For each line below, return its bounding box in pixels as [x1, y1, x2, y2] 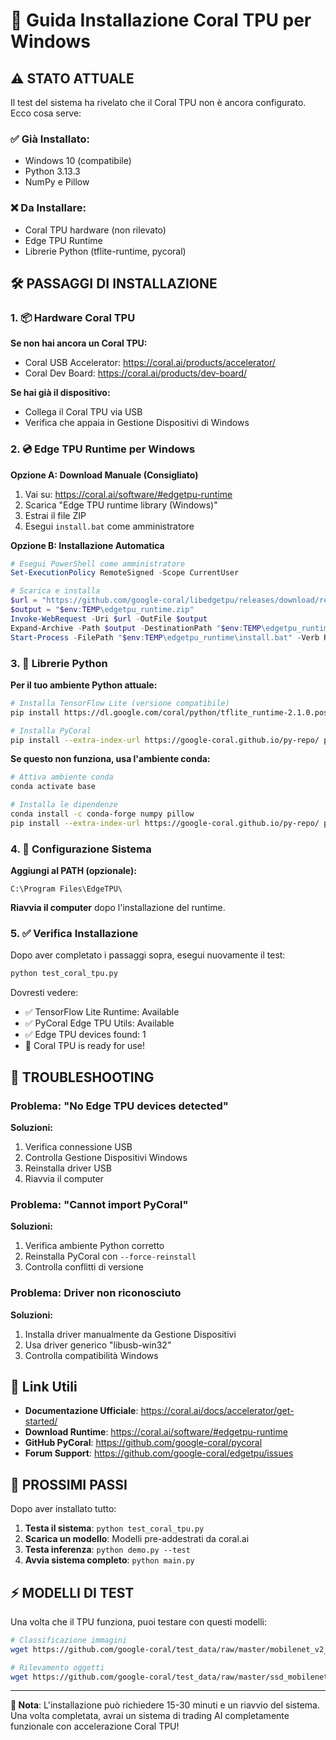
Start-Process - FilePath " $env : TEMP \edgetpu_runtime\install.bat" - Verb [10, 632, 320, 643]
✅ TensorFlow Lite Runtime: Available [24, 1006, 180, 1018]
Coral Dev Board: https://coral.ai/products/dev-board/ [24, 367, 248, 379]
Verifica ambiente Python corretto [24, 1240, 165, 1252]
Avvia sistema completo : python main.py [24, 1554, 195, 1566]
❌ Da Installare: [10, 201, 87, 215]
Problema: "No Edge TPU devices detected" [10, 1099, 229, 1113]
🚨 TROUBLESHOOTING [10, 1069, 155, 1086]
